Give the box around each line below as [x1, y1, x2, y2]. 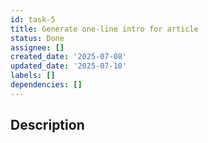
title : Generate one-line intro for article [10, 24, 199, 34]
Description [10, 117, 85, 134]
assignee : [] [10, 42, 65, 53]
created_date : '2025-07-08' [10, 52, 128, 62]
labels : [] [10, 71, 56, 81]
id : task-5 [10, 14, 56, 25]
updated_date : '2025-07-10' [10, 61, 128, 71]
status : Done [10, 33, 65, 43]
